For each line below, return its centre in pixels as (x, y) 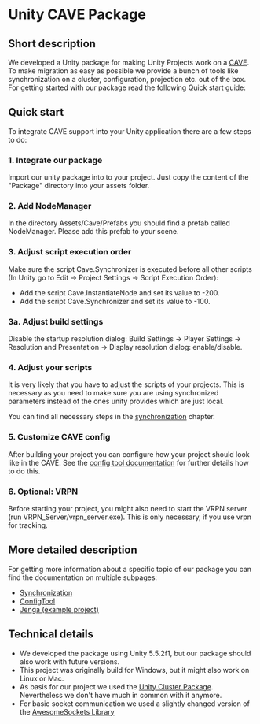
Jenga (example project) (59, 609)
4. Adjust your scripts (50, 367)
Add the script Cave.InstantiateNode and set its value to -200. (119, 292)
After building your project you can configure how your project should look (129, 454)
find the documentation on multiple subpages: (83, 577)
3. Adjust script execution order (70, 252)
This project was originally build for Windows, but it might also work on (134, 670)
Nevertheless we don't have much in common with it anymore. (121, 695)
